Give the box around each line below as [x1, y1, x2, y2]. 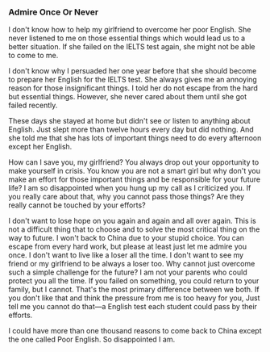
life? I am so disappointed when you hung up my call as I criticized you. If [8, 183, 251, 193]
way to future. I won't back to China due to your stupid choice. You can [8, 233, 244, 243]
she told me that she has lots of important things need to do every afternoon [8, 133, 262, 143]
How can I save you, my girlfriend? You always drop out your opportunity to [8, 157, 260, 167]
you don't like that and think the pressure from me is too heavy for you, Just [8, 293, 260, 303]
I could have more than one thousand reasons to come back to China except [8, 326, 262, 336]
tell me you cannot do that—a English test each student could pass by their [8, 302, 258, 312]
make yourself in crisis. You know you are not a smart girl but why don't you [8, 166, 260, 176]
